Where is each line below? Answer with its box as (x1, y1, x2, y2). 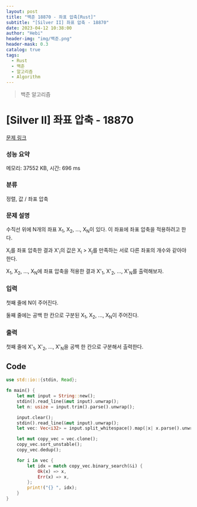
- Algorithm (11, 74, 41, 80)
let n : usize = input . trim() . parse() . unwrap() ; (16, 404, 135, 410)
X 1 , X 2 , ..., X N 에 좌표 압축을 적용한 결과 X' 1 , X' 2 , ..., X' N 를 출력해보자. (6, 268, 164, 276)
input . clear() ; (16, 414, 54, 420)
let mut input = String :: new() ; (16, 393, 96, 399)
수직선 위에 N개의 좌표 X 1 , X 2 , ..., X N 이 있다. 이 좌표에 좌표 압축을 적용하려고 (6, 225, 181, 234)
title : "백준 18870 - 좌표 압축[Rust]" (6, 14, 96, 20)
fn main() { (6, 388, 35, 394)
